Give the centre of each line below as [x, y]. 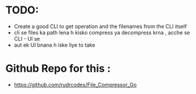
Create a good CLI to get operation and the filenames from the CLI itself [100, 26]
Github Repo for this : [58, 69]
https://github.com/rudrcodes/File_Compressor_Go [75, 85]
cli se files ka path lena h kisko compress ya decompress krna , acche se [102, 32]
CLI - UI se [27, 39]
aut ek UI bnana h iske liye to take [54, 45]
